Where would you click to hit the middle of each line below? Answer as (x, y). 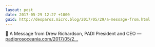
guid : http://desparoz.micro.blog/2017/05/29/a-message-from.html (78, 19)
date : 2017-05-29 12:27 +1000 (38, 15)
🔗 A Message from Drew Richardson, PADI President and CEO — (74, 34)
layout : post (19, 10)
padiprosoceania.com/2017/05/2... (42, 39)
